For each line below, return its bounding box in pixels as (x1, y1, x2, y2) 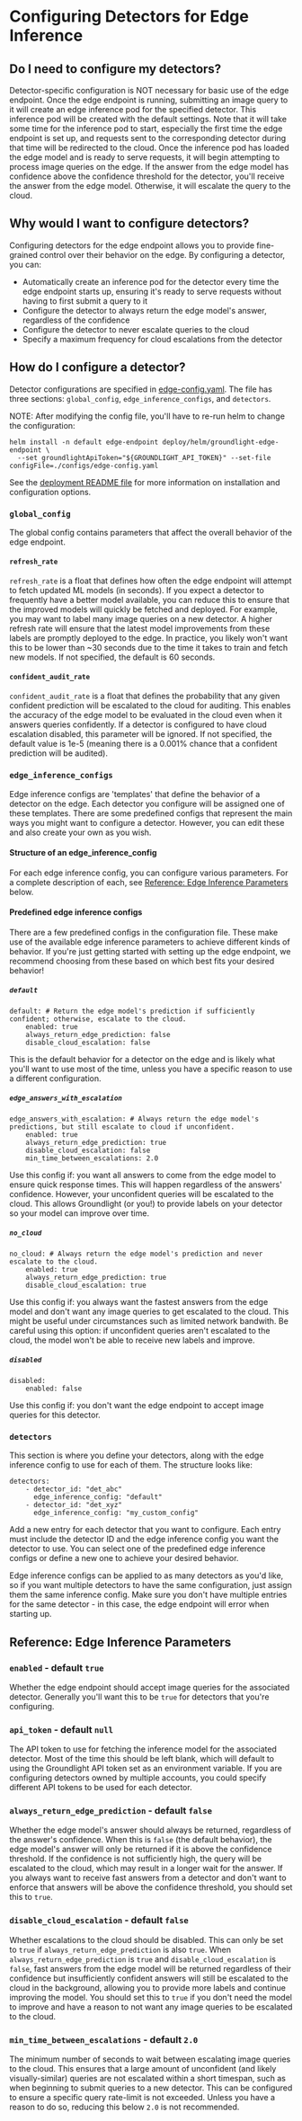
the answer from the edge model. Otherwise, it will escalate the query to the (9, 181, 291, 191)
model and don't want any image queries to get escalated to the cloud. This (9, 1306, 289, 1317)
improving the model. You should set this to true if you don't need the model (9, 1992, 292, 2002)
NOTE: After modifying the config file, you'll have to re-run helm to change (9, 411, 286, 422)
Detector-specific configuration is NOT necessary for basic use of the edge (9, 85, 289, 95)
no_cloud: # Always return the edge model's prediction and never (9, 1249, 263, 1258)
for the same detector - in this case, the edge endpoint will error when (9, 1599, 270, 1610)
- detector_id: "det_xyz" (25, 1501, 123, 1510)
